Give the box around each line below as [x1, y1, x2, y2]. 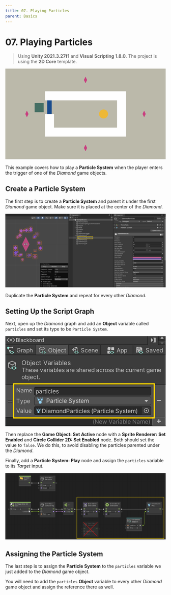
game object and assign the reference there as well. [5, 584, 115, 590]
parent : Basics [5, 13, 38, 19]
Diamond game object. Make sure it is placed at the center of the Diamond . [5, 203, 163, 209]
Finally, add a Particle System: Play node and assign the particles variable [5, 458, 164, 464]
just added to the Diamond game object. [5, 568, 90, 575]
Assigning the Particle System [5, 550, 103, 558]
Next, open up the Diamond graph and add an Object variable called [5, 321, 149, 327]
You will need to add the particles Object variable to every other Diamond [5, 579, 162, 585]
